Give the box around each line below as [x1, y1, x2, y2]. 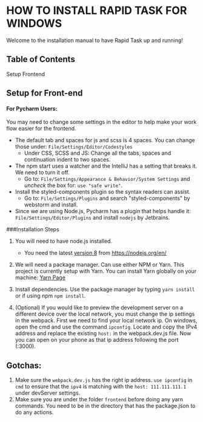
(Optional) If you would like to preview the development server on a [15, 304, 184, 311]
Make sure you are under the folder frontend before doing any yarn [15, 396, 184, 403]
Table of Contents [6, 54, 76, 64]
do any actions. [15, 409, 54, 416]
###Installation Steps [6, 226, 59, 233]
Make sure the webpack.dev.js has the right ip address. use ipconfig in [15, 376, 193, 384]
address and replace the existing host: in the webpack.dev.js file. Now [15, 330, 191, 337]
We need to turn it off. [15, 169, 70, 176]
